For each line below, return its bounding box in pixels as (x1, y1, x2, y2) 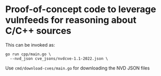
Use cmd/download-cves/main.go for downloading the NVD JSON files (5, 65, 150, 71)
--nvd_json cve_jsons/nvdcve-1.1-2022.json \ (10, 56, 109, 61)
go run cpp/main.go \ (5, 52, 51, 57)
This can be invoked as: (5, 42, 55, 48)
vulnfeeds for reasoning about (5, 14, 137, 26)
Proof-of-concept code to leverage (5, 4, 156, 15)
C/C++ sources (5, 25, 71, 36)
